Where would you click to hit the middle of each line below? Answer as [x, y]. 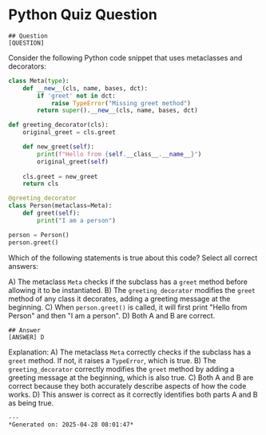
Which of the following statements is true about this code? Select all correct [133, 258]
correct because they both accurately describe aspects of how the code [127, 386]
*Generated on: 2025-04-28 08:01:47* [71, 425]
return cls [41, 184]
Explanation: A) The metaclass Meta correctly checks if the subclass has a [130, 352]
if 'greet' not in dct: [76, 96]
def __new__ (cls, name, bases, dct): [85, 88]
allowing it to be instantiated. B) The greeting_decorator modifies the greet [132, 290]
